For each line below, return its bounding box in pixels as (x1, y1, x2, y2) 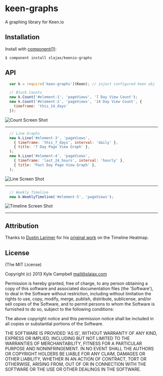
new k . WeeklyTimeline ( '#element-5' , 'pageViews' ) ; (9, 194, 114, 199)
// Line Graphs (9, 131, 40, 136)
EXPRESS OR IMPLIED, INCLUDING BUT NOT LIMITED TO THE (5, 336, 130, 342)
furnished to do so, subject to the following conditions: (5, 307, 114, 312)
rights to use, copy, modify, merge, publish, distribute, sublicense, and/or (5, 296, 151, 302)
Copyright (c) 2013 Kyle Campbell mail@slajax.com (5, 271, 107, 277)
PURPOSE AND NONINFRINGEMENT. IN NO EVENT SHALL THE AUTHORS (5, 346, 154, 352)
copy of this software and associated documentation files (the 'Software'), (5, 286, 154, 291)
